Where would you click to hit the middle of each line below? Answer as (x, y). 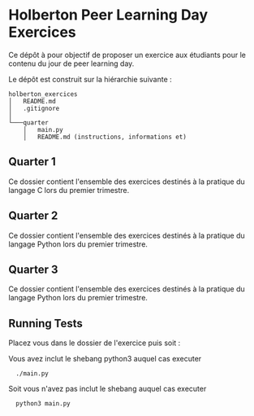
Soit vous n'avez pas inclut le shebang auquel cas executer (108, 389)
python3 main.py (43, 404)
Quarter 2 (33, 216)
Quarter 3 (33, 269)
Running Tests (45, 323)
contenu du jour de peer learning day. (71, 63)
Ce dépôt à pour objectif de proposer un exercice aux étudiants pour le (127, 55)
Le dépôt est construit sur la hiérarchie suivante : (90, 79)
